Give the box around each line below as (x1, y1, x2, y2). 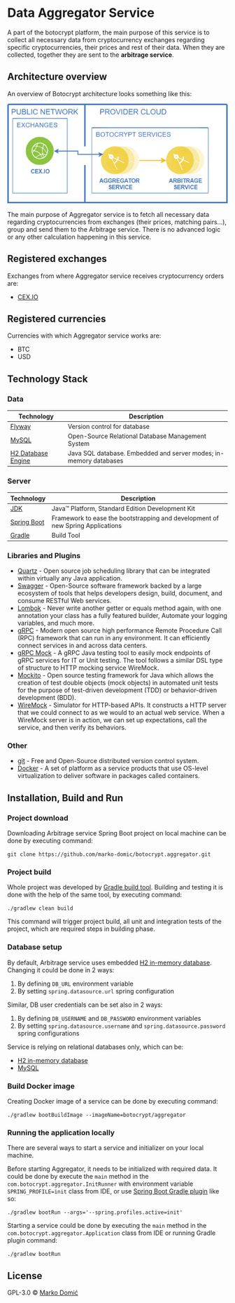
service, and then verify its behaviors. (17, 723, 127, 732)
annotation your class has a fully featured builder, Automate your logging (17, 611, 227, 620)
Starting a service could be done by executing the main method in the (7, 1222, 207, 1230)
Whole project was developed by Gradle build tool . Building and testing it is (7, 883, 224, 892)
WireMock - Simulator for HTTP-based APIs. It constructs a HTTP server (17, 701, 227, 710)
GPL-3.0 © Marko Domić (7, 1288, 78, 1297)
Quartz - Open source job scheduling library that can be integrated (17, 567, 211, 575)
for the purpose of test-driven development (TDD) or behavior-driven (17, 686, 218, 694)
